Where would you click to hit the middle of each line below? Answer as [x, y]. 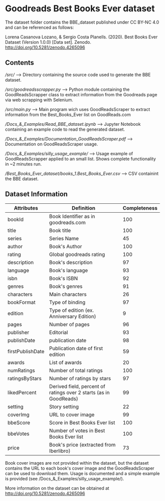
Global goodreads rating [77, 254]
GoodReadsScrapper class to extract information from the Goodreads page [81, 94]
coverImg [18, 415]
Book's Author [66, 246]
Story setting [64, 407]
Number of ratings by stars [80, 378]
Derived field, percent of [77, 386]
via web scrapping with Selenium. [39, 100]
